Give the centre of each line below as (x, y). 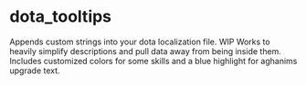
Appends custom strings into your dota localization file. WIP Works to (140, 42)
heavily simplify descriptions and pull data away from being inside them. (145, 51)
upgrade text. (35, 71)
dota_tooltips (61, 17)
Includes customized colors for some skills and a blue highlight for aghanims (153, 61)
